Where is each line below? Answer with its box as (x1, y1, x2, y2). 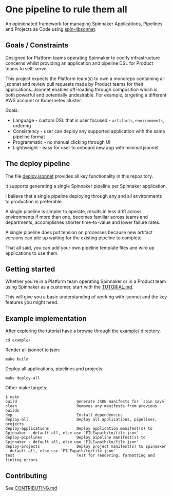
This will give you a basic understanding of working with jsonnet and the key (5, 294, 167, 300)
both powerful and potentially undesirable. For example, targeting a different (5, 91, 167, 98)
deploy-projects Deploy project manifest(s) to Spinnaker (5, 444, 167, 449)
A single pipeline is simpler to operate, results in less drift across (5, 208, 142, 214)
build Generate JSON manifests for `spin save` (5, 399, 167, 404)
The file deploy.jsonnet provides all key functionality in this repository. (5, 173, 154, 179)
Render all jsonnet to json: (5, 347, 61, 353)
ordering (12, 122, 31, 129)
